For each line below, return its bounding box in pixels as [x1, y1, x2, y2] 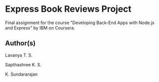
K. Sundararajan [5, 71, 38, 77]
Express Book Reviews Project [5, 3, 132, 15]
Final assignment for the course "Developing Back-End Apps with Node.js [5, 20, 155, 26]
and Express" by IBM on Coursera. [5, 25, 75, 30]
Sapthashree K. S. [5, 61, 42, 67]
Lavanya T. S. [5, 52, 33, 58]
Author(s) [5, 39, 36, 48]
